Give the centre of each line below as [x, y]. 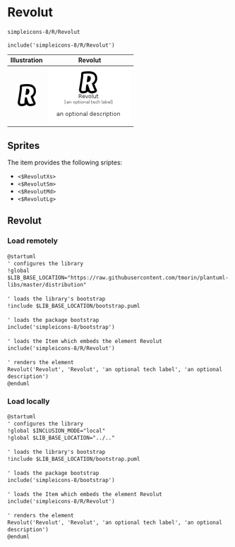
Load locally [29, 401]
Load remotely [33, 241]
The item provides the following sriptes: [65, 162]
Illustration [27, 60]
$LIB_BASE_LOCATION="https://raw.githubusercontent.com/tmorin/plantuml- [118, 277]
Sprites [24, 145]
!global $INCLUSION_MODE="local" [56, 431]
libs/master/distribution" [47, 284]
